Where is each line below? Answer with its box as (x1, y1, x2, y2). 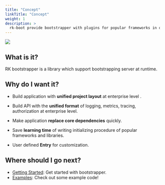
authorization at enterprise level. (12, 108, 78, 114)
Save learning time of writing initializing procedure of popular (12, 127, 137, 133)
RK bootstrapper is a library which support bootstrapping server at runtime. (5, 66, 158, 72)
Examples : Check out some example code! (12, 174, 99, 180)
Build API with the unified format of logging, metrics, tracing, (12, 103, 137, 109)
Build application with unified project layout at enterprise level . (12, 93, 141, 99)
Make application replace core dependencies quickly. (12, 118, 122, 123)
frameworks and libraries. (12, 132, 64, 138)
